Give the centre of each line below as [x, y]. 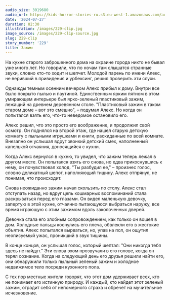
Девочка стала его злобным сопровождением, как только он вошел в [81, 219]
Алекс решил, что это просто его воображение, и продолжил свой [78, 125]
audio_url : [17, 15]
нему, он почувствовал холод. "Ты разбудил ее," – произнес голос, [78, 167]
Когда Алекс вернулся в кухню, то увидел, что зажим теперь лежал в [81, 156]
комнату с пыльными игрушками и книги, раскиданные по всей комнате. [85, 136]
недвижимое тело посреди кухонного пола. [53, 266]
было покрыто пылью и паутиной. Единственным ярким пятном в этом [82, 93]
